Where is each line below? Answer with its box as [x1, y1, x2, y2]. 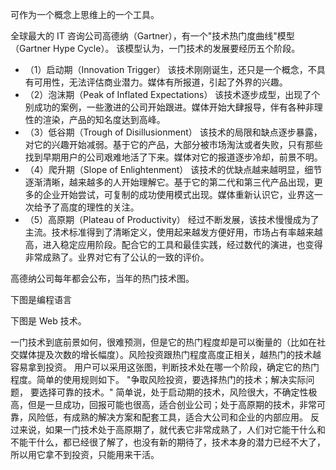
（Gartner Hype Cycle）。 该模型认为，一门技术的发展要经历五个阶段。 [10, 43, 301, 54]
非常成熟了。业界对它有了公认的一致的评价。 [24, 251, 210, 263]
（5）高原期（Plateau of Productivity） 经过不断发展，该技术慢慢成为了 [24, 214, 320, 225]
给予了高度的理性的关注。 [33, 201, 140, 213]
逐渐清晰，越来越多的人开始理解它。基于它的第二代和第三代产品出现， [24, 176, 315, 188]
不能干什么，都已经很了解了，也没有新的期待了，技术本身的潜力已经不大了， [10, 436, 326, 448]
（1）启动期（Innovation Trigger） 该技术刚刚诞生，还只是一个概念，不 [24, 64, 317, 75]
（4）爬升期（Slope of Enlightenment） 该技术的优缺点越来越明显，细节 [24, 164, 323, 175]
